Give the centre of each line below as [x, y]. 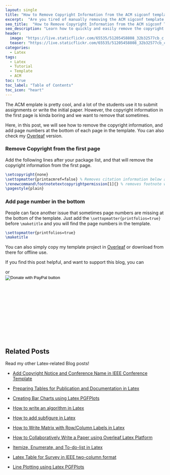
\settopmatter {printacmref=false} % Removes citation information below [83, 179]
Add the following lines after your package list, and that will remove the [79, 160]
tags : [11, 57]
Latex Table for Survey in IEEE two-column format [65, 457]
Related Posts [27, 351]
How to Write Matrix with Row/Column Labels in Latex [69, 428]
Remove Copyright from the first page [53, 149]
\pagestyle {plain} [25, 189]
